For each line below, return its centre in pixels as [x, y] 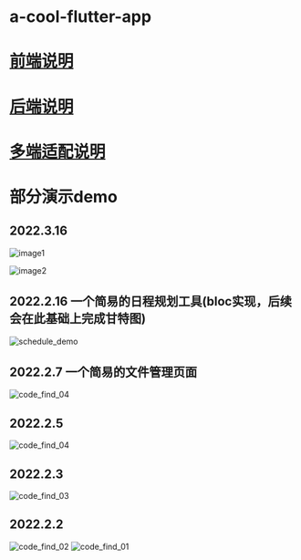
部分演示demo [64, 197]
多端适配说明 [58, 151]
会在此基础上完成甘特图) [78, 319]
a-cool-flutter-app [81, 17]
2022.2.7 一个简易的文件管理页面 [104, 372]
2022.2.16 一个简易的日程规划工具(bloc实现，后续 [150, 301]
